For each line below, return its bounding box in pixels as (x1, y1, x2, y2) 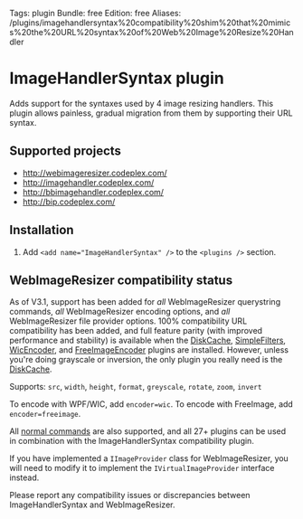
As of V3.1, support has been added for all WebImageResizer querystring (9, 297, 281, 307)
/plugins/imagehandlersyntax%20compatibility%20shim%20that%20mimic (9, 17, 291, 28)
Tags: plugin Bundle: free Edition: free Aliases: (9, 8, 182, 18)
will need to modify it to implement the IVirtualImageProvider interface (9, 463, 275, 474)
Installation (9, 222, 74, 238)
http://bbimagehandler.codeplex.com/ (22, 186, 165, 197)
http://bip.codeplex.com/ (22, 196, 116, 207)
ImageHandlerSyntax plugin (9, 68, 224, 89)
